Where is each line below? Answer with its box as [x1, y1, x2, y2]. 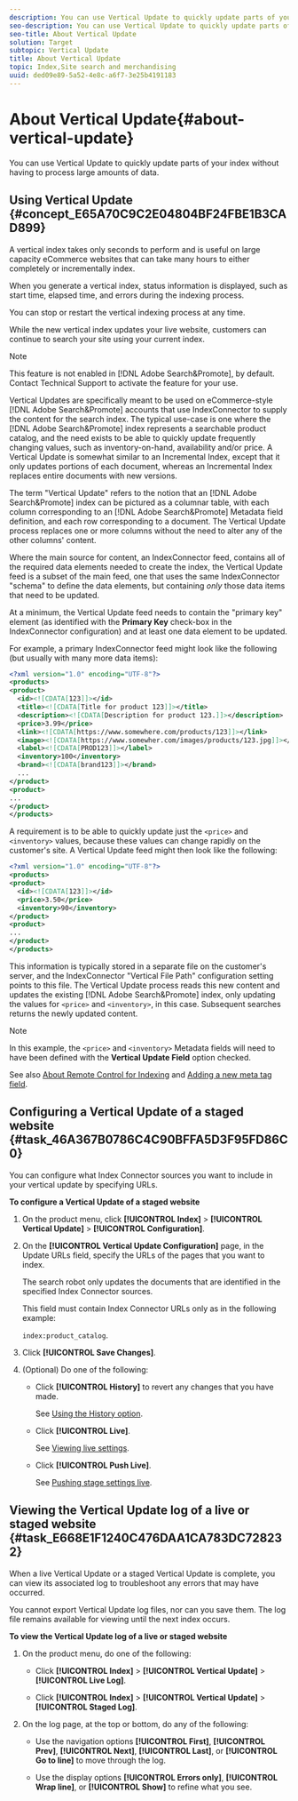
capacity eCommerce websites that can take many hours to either [9, 253, 250, 264]
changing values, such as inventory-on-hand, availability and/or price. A [9, 442, 273, 452]
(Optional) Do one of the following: [21, 1364, 149, 1374]
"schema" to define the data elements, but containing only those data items [9, 580, 286, 591]
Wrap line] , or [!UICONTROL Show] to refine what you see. [35, 1781, 253, 1792]
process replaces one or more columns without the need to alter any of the [9, 525, 283, 536]
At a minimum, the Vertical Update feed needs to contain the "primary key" [9, 606, 283, 618]
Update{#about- [121, 108, 246, 129]
